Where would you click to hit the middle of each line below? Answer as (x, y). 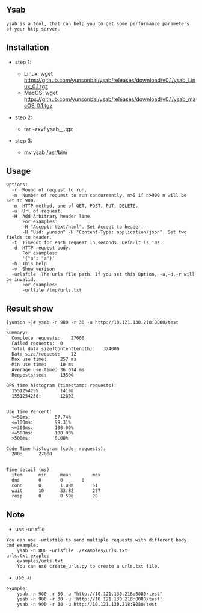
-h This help (29, 264)
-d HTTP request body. (41, 248)
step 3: (23, 140)
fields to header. (29, 238)
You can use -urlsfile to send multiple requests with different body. (98, 540)
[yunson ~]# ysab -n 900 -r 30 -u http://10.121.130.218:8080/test (93, 322)
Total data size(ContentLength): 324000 (66, 349)
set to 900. (21, 201)
